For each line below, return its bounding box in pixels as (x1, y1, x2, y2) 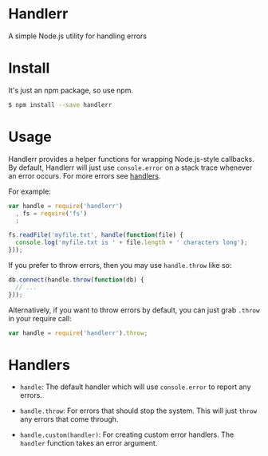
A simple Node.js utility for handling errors (8, 31, 148, 41)
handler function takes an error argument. (19, 438, 158, 448)
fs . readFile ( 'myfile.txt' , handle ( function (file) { (8, 231, 183, 239)
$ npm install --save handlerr (8, 100, 112, 108)
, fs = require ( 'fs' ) (15, 209, 88, 218)
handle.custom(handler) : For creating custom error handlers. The (19, 430, 235, 439)
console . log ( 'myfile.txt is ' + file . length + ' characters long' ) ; (15, 238, 248, 247)
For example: (8, 187, 52, 196)
